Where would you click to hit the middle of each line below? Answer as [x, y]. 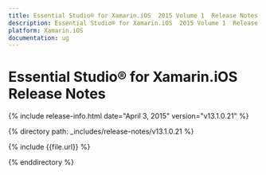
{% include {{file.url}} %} [49, 147]
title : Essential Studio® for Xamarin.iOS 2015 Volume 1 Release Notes [133, 16]
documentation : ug [39, 38]
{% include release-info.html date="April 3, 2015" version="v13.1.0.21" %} [129, 116]
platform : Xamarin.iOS [46, 30]
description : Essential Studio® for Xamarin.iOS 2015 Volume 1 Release [133, 23]
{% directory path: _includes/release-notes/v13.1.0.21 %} [101, 131]
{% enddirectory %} [41, 162]
